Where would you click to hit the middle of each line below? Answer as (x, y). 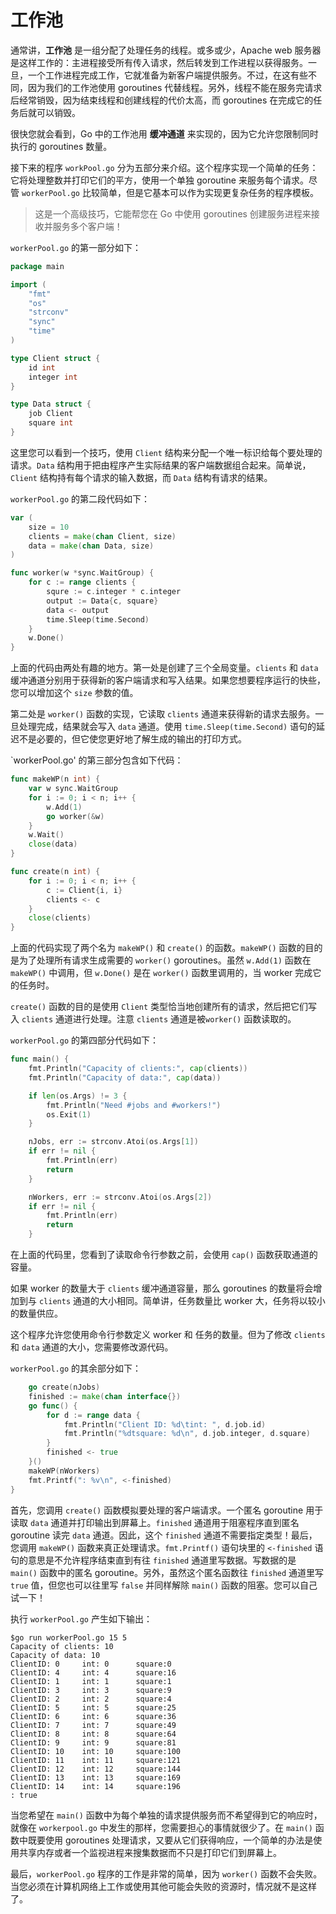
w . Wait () (46, 835)
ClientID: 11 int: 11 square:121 (96, 1760)
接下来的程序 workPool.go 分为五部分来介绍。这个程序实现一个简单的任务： (164, 167)
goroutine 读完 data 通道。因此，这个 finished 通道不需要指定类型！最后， (164, 1535)
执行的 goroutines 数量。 (61, 146)
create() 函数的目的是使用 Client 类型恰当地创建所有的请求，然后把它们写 (164, 1007)
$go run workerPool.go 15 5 (69, 1637)
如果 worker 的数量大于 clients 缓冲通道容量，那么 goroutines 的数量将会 (162, 1288)
